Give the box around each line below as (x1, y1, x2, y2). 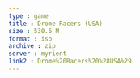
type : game (8, 11, 49, 20)
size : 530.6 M (8, 27, 60, 35)
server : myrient (8, 50, 67, 58)
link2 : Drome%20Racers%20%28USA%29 (8, 58, 132, 66)
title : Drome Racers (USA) (8, 19, 104, 28)
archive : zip (8, 42, 57, 50)
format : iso (8, 34, 53, 43)
